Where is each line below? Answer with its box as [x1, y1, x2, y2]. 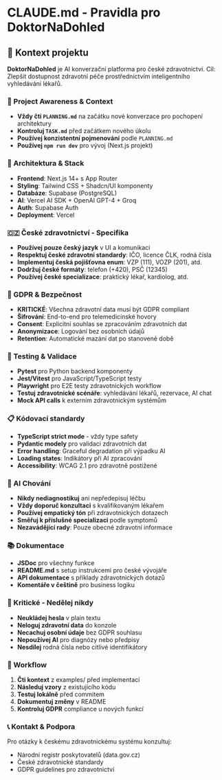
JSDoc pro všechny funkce [16, 559, 95, 567]
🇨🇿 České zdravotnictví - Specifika [7, 228, 129, 238]
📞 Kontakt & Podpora [7, 722, 76, 731]
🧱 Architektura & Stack [7, 159, 85, 168]
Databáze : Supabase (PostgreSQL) [16, 189, 118, 197]
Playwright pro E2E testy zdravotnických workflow [16, 382, 162, 390]
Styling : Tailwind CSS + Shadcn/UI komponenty [16, 181, 153, 190]
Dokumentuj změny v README [16, 697, 107, 705]
